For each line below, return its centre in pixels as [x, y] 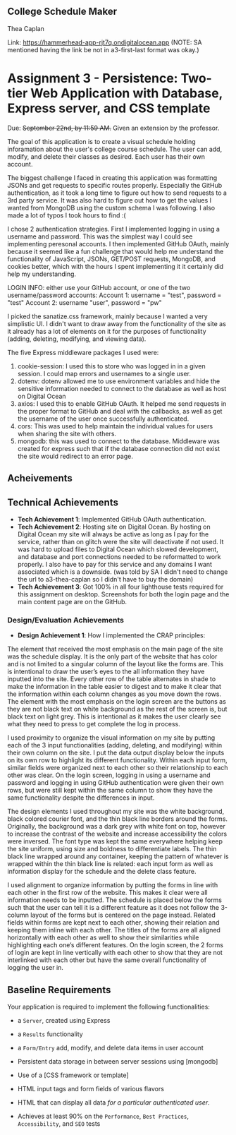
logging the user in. [35, 968]
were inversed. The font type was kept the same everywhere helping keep [115, 841]
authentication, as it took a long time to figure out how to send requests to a [117, 193]
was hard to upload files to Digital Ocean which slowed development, [118, 549]
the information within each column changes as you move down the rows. [114, 694]
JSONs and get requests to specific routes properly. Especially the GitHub [115, 185]
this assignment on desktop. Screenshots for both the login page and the [123, 594]
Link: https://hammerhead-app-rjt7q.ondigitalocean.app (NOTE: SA [105, 42]
